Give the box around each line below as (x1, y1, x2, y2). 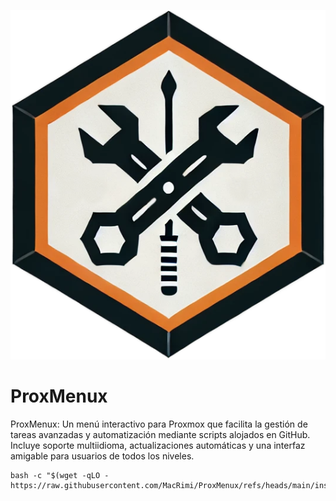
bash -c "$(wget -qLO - (10, 470, 110, 480)
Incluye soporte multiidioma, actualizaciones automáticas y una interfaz (10, 439, 306, 451)
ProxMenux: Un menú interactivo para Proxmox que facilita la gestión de (10, 418, 308, 430)
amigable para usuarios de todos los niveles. (10, 450, 195, 462)
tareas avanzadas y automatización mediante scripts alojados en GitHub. (10, 428, 311, 440)
